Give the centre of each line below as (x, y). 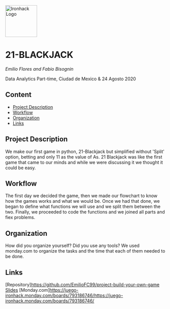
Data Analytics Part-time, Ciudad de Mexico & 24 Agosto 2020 (71, 79)
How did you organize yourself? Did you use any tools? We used (72, 245)
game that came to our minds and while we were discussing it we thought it (84, 162)
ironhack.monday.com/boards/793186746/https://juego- (64, 295)
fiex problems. (20, 218)
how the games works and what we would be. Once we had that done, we (82, 201)
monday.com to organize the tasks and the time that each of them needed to (85, 251)
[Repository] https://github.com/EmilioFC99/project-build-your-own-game (82, 285)
